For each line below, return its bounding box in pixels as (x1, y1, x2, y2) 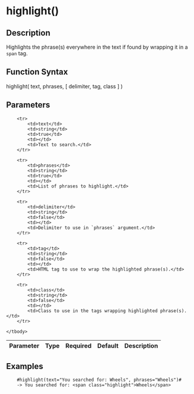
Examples (6, 361, 43, 371)
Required (65, 341, 92, 349)
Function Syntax (6, 67, 68, 77)
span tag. (6, 50, 28, 57)
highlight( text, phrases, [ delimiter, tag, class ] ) (6, 82, 123, 90)
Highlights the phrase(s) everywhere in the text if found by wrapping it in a (6, 43, 188, 50)
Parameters (6, 100, 50, 110)
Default (97, 341, 119, 349)
